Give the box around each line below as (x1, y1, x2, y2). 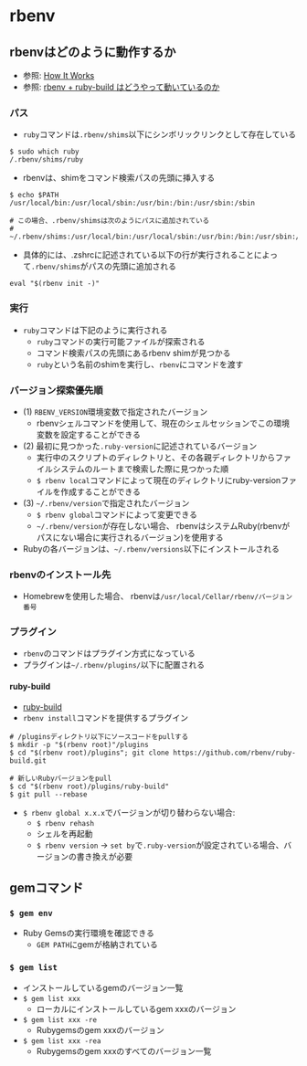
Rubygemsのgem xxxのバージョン (36, 1024, 164, 1035)
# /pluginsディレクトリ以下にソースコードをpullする (9, 732, 189, 741)
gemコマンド (9, 881, 84, 896)
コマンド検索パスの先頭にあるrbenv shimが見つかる (36, 347, 231, 358)
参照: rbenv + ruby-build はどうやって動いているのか (22, 81, 220, 92)
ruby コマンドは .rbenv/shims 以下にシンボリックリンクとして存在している (22, 129, 297, 140)
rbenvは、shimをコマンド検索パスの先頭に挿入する (22, 173, 216, 184)
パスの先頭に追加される (88, 261, 176, 272)
